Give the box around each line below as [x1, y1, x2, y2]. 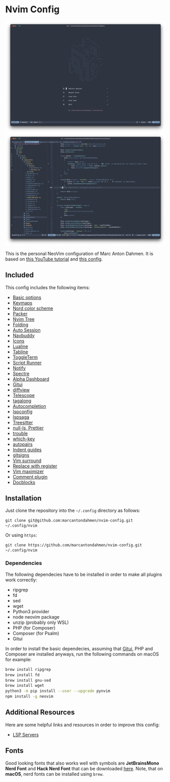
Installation [5, 494, 42, 503]
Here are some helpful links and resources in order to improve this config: [5, 722, 160, 728]
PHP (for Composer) [12, 624, 56, 631]
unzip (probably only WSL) [12, 619, 69, 625]
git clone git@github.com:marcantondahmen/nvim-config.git [5, 518, 133, 523]
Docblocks [12, 479, 36, 485]
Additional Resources [5, 708, 75, 717]
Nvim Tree [12, 316, 35, 322]
